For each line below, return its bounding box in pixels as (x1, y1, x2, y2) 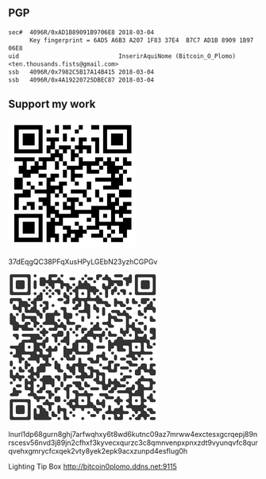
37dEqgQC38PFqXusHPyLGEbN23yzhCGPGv (8, 257, 158, 266)
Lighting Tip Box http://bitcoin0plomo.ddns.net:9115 (8, 462, 177, 471)
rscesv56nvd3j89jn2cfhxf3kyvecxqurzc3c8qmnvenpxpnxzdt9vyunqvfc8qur (8, 438, 258, 447)
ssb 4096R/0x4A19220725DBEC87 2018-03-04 (8, 75, 155, 84)
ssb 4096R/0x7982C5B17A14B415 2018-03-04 (8, 67, 155, 76)
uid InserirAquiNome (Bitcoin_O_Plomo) (8, 52, 237, 60)
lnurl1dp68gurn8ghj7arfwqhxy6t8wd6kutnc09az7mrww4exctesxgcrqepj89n (8, 429, 258, 439)
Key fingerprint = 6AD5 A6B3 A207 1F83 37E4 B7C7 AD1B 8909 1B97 (29, 36, 254, 44)
